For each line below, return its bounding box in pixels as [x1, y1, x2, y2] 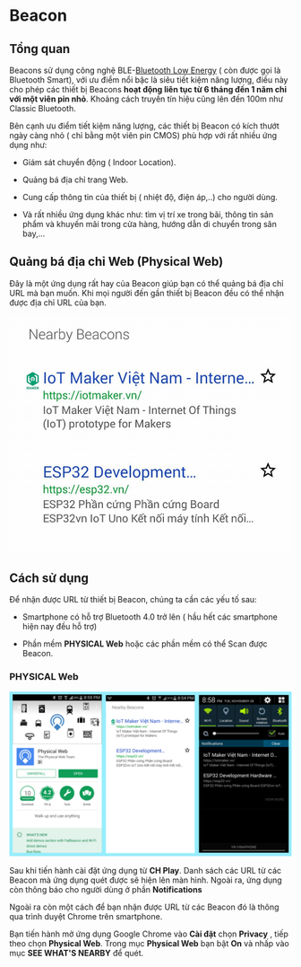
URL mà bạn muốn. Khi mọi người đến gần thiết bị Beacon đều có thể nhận [9, 287, 285, 298]
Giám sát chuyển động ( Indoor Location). [21, 157, 176, 167]
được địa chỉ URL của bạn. [9, 297, 107, 308]
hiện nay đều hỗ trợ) [21, 621, 98, 632]
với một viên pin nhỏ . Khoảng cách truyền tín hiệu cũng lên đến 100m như [9, 93, 284, 104]
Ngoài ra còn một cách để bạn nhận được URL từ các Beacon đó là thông [9, 901, 279, 912]
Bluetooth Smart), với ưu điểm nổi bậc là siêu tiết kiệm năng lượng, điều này [9, 75, 288, 85]
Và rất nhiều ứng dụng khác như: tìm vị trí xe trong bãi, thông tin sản [21, 209, 274, 220]
